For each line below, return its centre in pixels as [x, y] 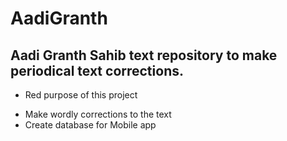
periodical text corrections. [97, 70]
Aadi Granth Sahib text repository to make [144, 55]
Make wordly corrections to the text [98, 114]
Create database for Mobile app [90, 125]
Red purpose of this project [81, 95]
